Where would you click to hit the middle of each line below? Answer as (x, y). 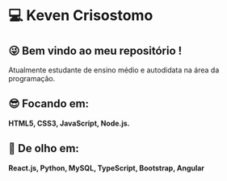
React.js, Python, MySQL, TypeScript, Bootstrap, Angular (106, 168)
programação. (32, 78)
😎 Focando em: (49, 104)
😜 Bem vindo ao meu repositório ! (95, 50)
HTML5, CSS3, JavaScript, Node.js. (69, 123)
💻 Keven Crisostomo (81, 16)
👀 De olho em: (44, 148)
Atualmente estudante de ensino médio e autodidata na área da (114, 70)
